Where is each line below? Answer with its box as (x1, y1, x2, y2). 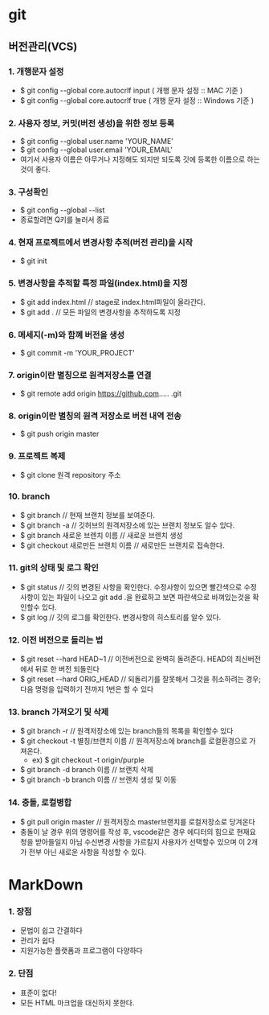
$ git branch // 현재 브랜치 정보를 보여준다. (19, 510, 155, 520)
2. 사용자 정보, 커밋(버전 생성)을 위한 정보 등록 (8, 117, 175, 129)
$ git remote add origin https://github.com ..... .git (19, 388, 182, 398)
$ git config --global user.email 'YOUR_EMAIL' (19, 145, 173, 154)
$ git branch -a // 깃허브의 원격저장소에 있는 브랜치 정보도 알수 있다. (19, 520, 235, 530)
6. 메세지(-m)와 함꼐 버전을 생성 (8, 329, 125, 340)
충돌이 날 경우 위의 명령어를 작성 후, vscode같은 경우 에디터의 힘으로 (19, 827, 235, 836)
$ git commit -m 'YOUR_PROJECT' (19, 348, 135, 358)
